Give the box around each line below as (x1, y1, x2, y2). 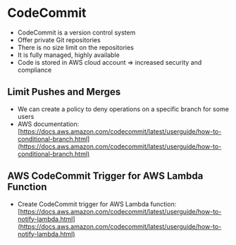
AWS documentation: (17, 120, 80, 128)
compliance (17, 65, 52, 74)
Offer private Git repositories (17, 35, 101, 44)
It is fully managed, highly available (17, 51, 120, 59)
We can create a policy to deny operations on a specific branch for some (17, 104, 229, 113)
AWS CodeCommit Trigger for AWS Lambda (7, 170, 204, 182)
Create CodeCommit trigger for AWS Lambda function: (17, 199, 177, 208)
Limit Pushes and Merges (7, 86, 121, 98)
